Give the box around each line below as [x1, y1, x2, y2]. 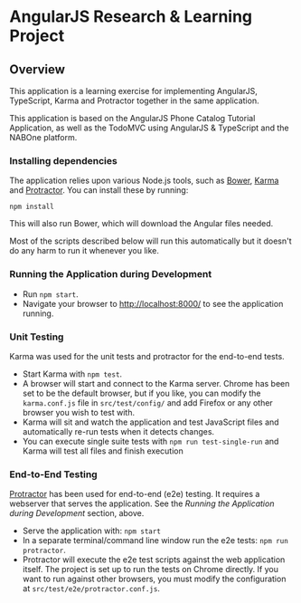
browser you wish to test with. [22, 407, 136, 417]
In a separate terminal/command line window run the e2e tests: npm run [22, 535, 289, 546]
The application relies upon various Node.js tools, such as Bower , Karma [9, 175, 279, 187]
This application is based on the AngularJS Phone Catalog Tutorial [9, 113, 256, 123]
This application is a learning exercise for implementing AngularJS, [9, 86, 258, 96]
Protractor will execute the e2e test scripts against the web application [22, 554, 286, 565]
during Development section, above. [9, 508, 145, 519]
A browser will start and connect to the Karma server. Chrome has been [22, 378, 290, 388]
